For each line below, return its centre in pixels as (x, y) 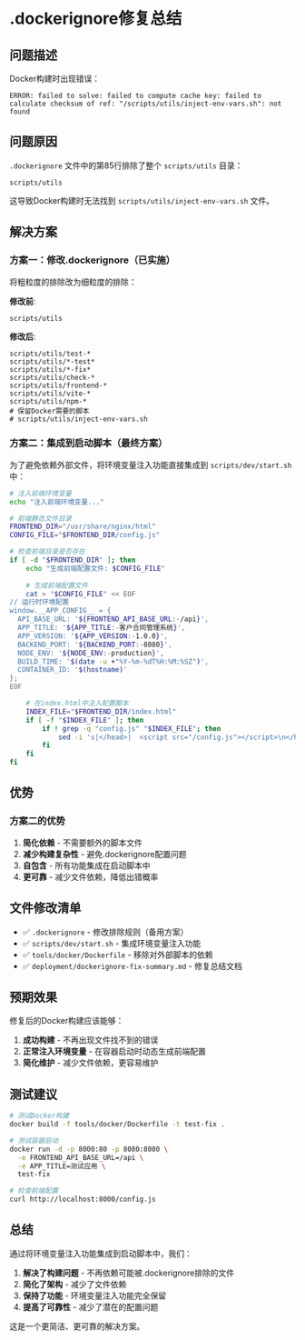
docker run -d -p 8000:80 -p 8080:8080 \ (89, 1149)
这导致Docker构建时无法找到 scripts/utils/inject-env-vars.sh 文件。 (142, 200)
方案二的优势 (38, 821)
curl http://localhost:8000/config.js (83, 1200)
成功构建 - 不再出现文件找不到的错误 (90, 1040)
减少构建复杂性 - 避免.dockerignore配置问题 (104, 854)
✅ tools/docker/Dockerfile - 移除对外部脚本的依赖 (118, 955)
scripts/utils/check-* (52, 377)
